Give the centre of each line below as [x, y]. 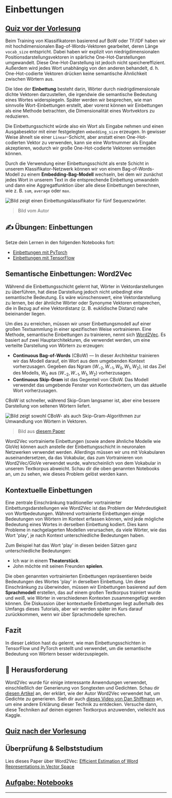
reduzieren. [17, 116]
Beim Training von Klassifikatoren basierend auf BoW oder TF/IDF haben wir [85, 41]
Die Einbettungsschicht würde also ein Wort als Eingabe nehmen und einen [84, 126]
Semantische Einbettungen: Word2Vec [69, 274]
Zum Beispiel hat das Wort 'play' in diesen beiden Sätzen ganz [71, 545]
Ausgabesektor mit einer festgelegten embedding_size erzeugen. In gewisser [86, 132]
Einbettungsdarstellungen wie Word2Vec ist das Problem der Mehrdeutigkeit [86, 508]
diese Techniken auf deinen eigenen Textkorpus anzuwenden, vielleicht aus [85, 710]
